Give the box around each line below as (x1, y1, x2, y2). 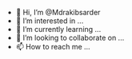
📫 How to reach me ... (15, 42, 90, 51)
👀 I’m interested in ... (15, 16, 84, 26)
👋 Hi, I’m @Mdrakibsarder (15, 8, 101, 17)
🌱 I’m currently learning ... (15, 25, 102, 33)
